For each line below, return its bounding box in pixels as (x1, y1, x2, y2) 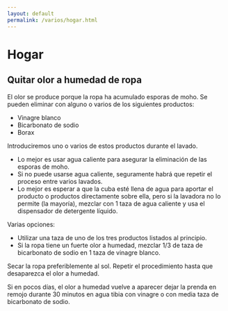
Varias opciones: (7, 220, 56, 228)
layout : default (7, 10, 54, 17)
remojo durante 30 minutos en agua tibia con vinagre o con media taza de (7, 289, 219, 299)
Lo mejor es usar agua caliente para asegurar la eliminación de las (17, 155, 207, 163)
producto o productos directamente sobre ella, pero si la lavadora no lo (17, 192, 221, 200)
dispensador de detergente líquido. (17, 206, 118, 215)
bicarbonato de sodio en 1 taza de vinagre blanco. (17, 248, 161, 257)
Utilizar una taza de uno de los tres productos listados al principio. (17, 233, 207, 242)
